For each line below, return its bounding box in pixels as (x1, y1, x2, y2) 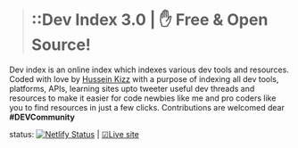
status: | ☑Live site (9, 128, 140, 139)
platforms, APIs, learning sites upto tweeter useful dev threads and (9, 83, 255, 94)
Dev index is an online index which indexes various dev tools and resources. (9, 64, 290, 75)
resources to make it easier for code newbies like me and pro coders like (9, 93, 277, 103)
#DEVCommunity (9, 111, 76, 122)
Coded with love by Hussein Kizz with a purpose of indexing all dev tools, (9, 73, 279, 84)
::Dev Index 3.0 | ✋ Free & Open (30, 10, 269, 30)
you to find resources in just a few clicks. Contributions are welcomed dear (9, 102, 286, 112)
